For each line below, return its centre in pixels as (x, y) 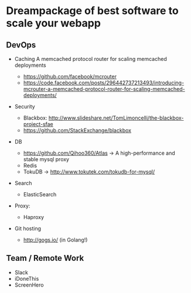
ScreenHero (29, 285)
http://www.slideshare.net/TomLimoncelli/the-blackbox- (116, 118)
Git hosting (28, 229)
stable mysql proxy (46, 159)
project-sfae (38, 124)
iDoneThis (27, 278)
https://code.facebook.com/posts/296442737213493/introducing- (104, 83)
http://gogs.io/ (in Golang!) (55, 240)
